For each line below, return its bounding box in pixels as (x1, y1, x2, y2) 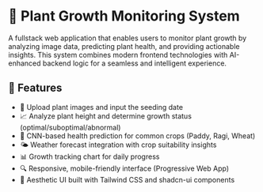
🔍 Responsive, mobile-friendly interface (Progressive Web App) (19, 164, 230, 173)
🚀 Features (8, 81, 63, 95)
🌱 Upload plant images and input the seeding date (19, 102, 184, 111)
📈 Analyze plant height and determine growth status (19, 111, 192, 121)
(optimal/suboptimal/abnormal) (19, 122, 121, 132)
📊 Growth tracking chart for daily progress (19, 152, 160, 161)
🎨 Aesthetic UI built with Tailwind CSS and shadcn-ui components (19, 175, 235, 184)
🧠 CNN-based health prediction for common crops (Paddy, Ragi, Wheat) (19, 130, 256, 141)
